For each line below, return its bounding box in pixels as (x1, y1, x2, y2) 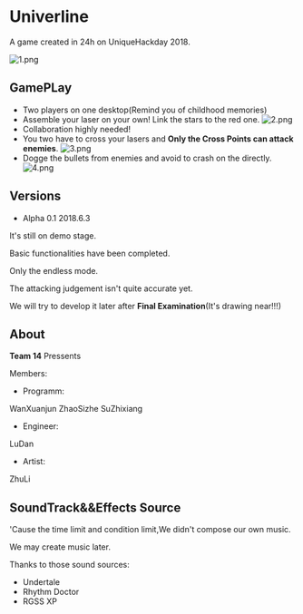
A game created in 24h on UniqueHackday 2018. (9, 36, 191, 47)
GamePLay (9, 80, 73, 96)
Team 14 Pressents (9, 351, 82, 362)
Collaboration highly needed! (22, 123, 132, 134)
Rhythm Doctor (22, 587, 80, 598)
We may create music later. (9, 541, 112, 552)
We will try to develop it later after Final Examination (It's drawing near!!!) (9, 300, 282, 311)
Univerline (9, 6, 89, 27)
